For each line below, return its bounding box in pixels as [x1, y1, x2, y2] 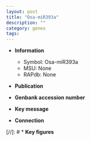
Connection [14, 117, 44, 124]
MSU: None [23, 65, 52, 72]
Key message [14, 105, 49, 113]
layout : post [6, 8, 38, 15]
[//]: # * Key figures [6, 129, 54, 136]
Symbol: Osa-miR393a [23, 59, 78, 66]
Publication [14, 82, 43, 89]
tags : [6, 31, 19, 37]
